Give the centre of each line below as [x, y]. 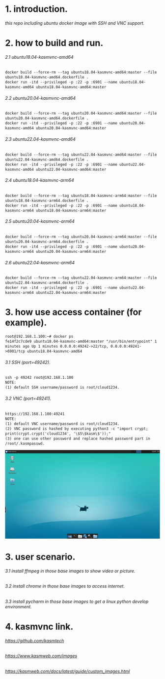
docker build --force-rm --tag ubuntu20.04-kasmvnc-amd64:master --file [81, 114]
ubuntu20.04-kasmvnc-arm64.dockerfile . [47, 241]
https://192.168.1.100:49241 [35, 414]
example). [26, 323]
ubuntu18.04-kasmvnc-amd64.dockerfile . [47, 78]
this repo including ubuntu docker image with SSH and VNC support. [75, 23]
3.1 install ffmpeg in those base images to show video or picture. [70, 571]
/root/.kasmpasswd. [25, 443]
